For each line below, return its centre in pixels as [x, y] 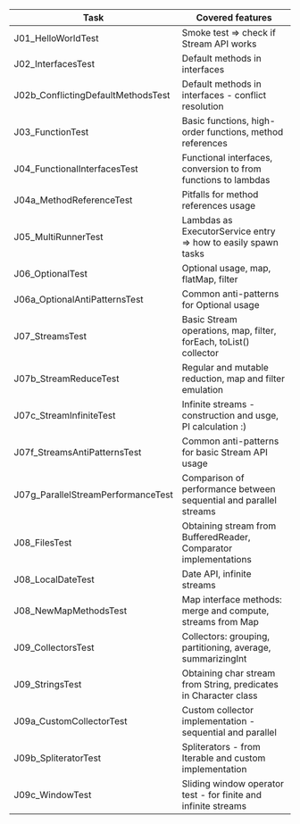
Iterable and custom [224, 758]
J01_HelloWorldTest [57, 38]
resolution [203, 106]
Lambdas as [208, 220]
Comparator [207, 548]
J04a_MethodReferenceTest [73, 200]
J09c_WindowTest [53, 795]
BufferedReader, [217, 537]
